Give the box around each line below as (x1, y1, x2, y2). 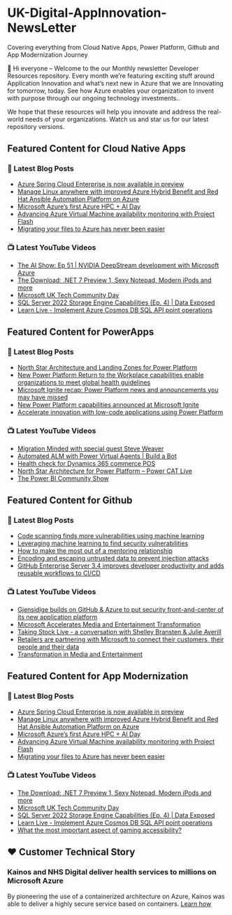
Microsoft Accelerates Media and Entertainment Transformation (17, 620, 201, 629)
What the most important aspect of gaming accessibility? (17, 826, 182, 834)
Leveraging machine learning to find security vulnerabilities (17, 539, 189, 547)
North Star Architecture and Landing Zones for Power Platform (17, 363, 198, 371)
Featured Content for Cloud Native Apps (7, 142, 187, 155)
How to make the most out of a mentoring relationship (17, 546, 173, 555)
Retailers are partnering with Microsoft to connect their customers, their (17, 635, 224, 643)
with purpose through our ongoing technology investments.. (7, 93, 180, 102)
